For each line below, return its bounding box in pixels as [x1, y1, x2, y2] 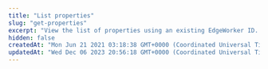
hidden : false [8, 33, 56, 42]
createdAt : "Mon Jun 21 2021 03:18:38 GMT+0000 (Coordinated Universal [8, 41, 251, 49]
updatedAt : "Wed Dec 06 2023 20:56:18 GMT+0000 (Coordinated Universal [8, 48, 251, 56]
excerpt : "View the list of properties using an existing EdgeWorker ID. [8, 26, 259, 34]
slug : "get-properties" [8, 19, 88, 27]
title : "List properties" [8, 11, 94, 20]
